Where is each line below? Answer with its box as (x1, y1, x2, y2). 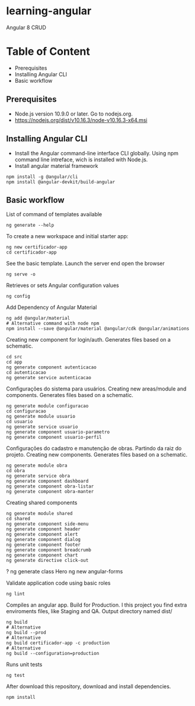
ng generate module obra (6, 463, 68, 468)
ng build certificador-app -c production (6, 640, 110, 646)
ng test (6, 673, 25, 679)
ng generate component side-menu (6, 521, 89, 527)
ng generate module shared (6, 511, 73, 517)
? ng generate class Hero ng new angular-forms (6, 568, 123, 575)
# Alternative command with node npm (6, 320, 100, 327)
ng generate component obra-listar (6, 483, 94, 489)
